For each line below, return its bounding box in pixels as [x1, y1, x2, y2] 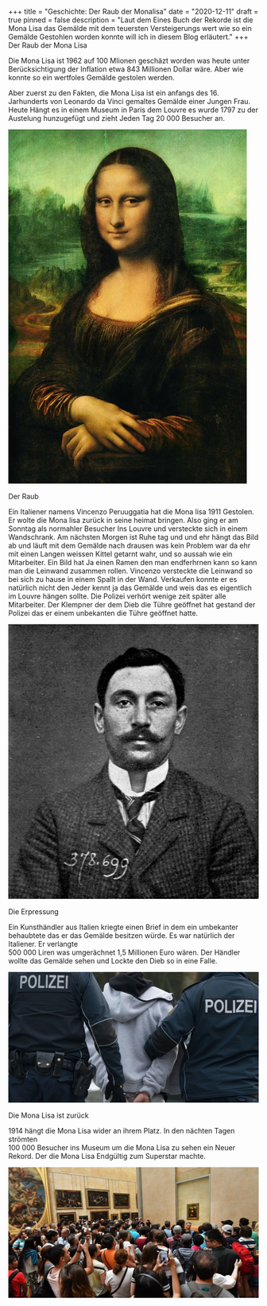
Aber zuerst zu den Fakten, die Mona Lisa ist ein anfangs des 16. [8, 88, 220, 98]
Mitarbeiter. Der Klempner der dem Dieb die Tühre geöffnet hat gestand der [8, 600, 256, 609]
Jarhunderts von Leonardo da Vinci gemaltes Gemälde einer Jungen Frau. [8, 97, 251, 106]
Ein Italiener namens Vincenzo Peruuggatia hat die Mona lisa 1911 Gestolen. [8, 507, 254, 516]
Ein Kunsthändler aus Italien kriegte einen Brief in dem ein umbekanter [8, 922, 238, 932]
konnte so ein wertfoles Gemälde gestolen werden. [8, 73, 175, 82]
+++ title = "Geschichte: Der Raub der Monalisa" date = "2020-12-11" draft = [8, 7, 259, 16]
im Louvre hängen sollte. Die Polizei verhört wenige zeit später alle [8, 591, 226, 601]
